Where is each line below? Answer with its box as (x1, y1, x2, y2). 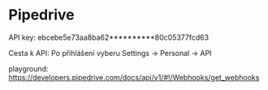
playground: (8, 63, 49, 74)
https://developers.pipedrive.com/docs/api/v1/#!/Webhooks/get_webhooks (8, 72, 260, 82)
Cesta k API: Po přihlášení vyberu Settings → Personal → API (8, 48, 212, 58)
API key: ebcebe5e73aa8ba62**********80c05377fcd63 (8, 32, 210, 42)
